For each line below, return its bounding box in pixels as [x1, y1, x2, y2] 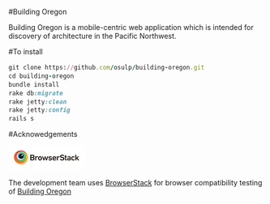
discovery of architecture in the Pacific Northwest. [8, 32, 177, 40]
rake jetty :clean [8, 97, 67, 106]
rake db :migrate [8, 89, 63, 97]
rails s [8, 115, 35, 123]
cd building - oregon [8, 72, 75, 80]
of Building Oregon [8, 186, 71, 197]
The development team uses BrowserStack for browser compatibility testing [8, 178, 263, 188]
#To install [8, 47, 43, 56]
